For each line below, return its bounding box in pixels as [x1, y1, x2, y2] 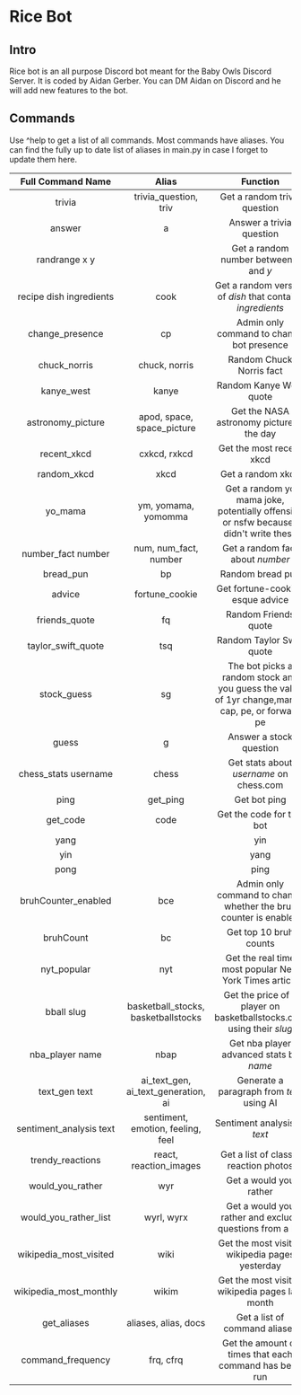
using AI [243, 1096, 278, 1108]
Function [240, 175, 280, 188]
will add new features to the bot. [9, 85, 128, 95]
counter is [220, 911, 263, 923]
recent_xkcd [39, 447, 92, 460]
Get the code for [217, 808, 287, 820]
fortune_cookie [133, 587, 198, 600]
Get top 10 [227, 925, 272, 938]
